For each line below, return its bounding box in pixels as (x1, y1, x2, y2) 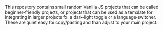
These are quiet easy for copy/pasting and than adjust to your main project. (5, 19, 158, 25)
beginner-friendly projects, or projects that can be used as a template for (5, 9, 153, 15)
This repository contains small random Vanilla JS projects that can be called (5, 4, 159, 10)
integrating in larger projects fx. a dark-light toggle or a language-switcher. (5, 15, 156, 20)
